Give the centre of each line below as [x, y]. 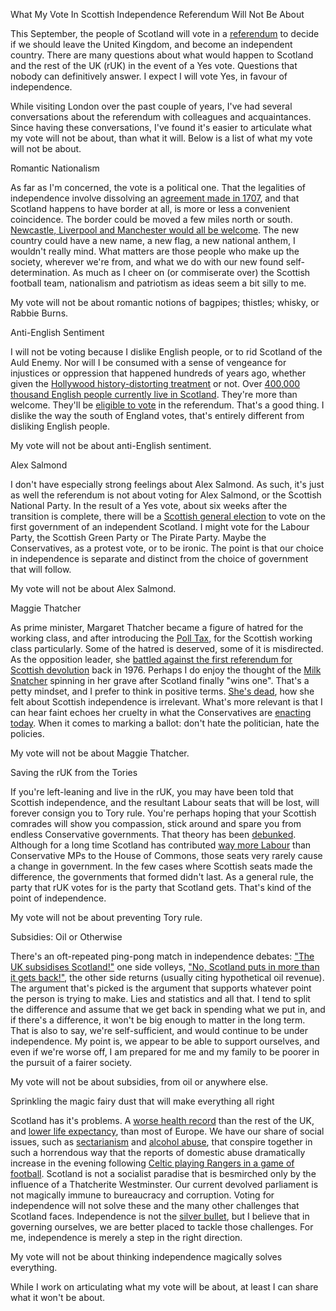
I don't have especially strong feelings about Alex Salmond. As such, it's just [167, 484]
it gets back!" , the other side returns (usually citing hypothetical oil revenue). [167, 977]
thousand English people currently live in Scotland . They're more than [154, 394]
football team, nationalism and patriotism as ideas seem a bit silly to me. [158, 283]
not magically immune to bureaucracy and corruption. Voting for [142, 1195]
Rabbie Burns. [39, 313]
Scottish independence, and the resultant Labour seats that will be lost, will [165, 802]
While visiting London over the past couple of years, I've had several [151, 106]
